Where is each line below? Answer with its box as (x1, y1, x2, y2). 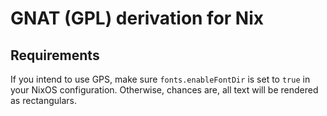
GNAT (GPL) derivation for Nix (10, 7, 265, 30)
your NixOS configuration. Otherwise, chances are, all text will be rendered (10, 84, 319, 96)
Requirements (10, 47, 100, 64)
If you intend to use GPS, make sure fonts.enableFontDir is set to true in (10, 73, 311, 85)
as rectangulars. (10, 95, 77, 106)
